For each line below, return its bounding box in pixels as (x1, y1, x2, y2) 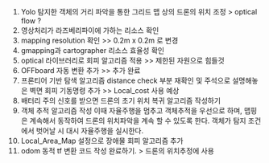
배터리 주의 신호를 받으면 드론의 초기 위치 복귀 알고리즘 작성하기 (20, 96, 221, 105)
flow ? (20, 16, 42, 26)
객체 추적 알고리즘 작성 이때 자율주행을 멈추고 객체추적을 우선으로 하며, (20, 106, 242, 115)
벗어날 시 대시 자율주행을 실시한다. (35, 126, 144, 135)
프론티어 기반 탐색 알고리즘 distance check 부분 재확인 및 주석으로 (20, 75, 231, 85)
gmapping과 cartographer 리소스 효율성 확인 (20, 46, 164, 55)
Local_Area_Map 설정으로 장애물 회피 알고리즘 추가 (20, 136, 184, 145)
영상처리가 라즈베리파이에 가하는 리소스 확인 (20, 26, 159, 35)
